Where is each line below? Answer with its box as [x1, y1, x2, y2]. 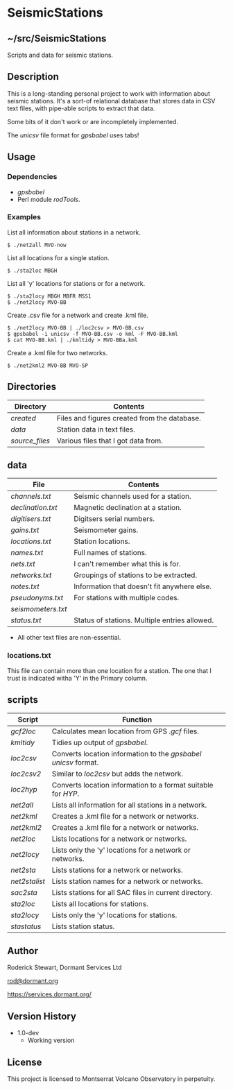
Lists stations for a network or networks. [51, 865, 183, 875]
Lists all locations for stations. [51, 899, 148, 908]
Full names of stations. [74, 548, 147, 558]
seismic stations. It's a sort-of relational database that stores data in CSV [7, 96, 216, 105]
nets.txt [10, 559, 36, 569]
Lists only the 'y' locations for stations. [51, 910, 178, 920]
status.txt [10, 615, 42, 625]
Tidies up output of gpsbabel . [51, 738, 148, 747]
